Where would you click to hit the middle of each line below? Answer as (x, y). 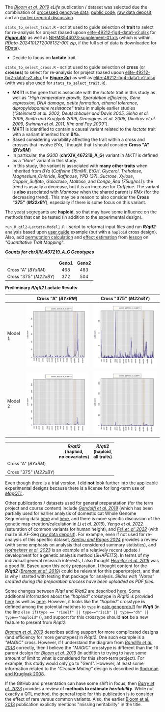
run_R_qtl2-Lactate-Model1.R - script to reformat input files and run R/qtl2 (81, 227)
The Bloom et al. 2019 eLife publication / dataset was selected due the (76, 7)
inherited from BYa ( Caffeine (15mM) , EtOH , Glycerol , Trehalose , (77, 171)
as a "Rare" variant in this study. (45, 160)
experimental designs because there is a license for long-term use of (75, 488)
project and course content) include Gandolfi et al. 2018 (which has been (79, 508)
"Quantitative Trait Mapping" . (35, 242)
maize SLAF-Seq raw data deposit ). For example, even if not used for (75, 534)
